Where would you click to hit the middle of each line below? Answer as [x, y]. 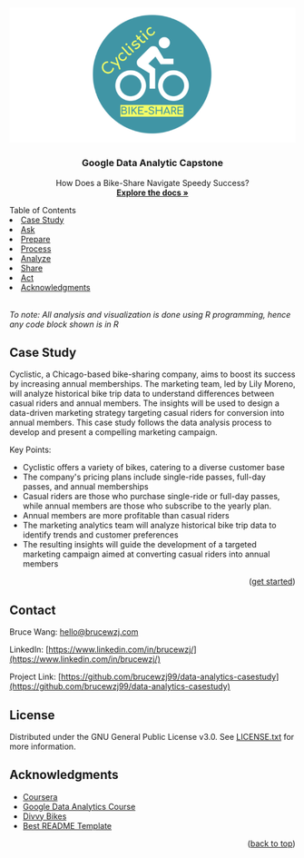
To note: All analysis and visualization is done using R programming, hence [150, 314]
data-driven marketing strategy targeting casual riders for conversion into [147, 413]
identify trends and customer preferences [100, 535]
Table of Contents [43, 210]
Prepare [36, 239]
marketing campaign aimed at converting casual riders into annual [146, 554]
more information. [43, 746]
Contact [33, 610]
